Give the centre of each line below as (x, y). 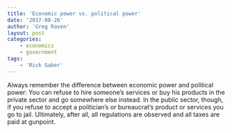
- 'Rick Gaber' (42, 65)
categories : (24, 39)
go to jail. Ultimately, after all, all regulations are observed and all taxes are (114, 114)
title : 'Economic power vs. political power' (74, 14)
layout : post (26, 33)
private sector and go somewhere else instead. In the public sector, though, (115, 99)
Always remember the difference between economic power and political (110, 85)
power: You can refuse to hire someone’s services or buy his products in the (116, 92)
